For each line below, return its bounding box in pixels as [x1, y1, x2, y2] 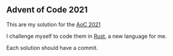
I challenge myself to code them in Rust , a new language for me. [6, 33, 167, 40]
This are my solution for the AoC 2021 [6, 20, 101, 28]
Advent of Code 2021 [6, 5, 88, 15]
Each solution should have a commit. [6, 44, 98, 51]
